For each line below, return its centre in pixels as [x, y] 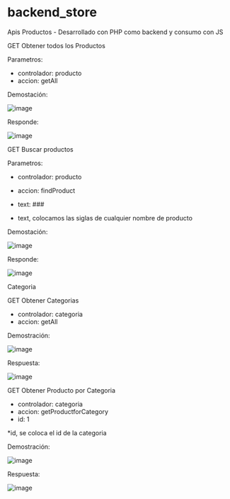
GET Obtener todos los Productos [57, 45]
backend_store [52, 12]
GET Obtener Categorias [43, 300]
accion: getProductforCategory [63, 411]
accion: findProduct [46, 190]
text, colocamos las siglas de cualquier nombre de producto [105, 218]
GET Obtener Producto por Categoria [61, 390]
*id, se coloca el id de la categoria [57, 432]
